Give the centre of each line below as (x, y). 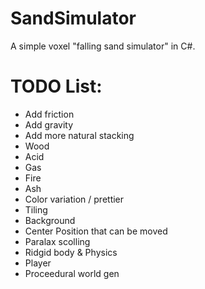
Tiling (36, 209)
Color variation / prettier (74, 199)
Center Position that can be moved (96, 231)
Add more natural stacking (79, 135)
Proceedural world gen (72, 273)
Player (38, 263)
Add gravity (49, 124)
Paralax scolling (57, 241)
